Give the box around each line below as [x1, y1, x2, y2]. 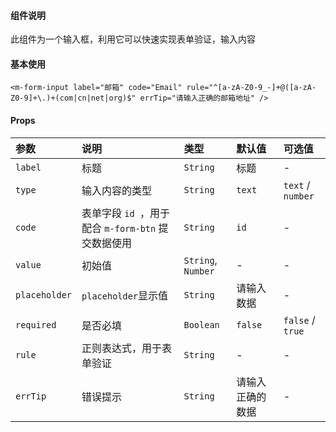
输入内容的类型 [81, 183, 153, 197]
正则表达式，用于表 [81, 341, 173, 355]
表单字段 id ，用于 [81, 206, 170, 220]
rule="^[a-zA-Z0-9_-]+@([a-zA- [186, 83, 317, 93]
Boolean [183, 319, 220, 330]
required [15, 319, 57, 330]
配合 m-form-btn [81, 221, 157, 235]
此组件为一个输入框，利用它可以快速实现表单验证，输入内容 [10, 33, 256, 45]
